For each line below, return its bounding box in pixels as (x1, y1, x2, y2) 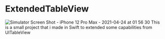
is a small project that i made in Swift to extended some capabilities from (5, 24, 153, 30)
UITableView (5, 29, 31, 35)
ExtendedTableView (5, 3, 89, 14)
